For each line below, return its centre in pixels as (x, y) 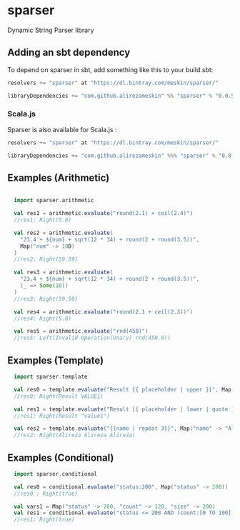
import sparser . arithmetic (54, 201)
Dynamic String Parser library (51, 30)
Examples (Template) (56, 360)
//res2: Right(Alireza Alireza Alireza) (75, 435)
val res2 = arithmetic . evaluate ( (64, 233)
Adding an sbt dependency (69, 52)
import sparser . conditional (56, 474)
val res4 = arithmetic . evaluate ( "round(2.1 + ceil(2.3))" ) (104, 312)
